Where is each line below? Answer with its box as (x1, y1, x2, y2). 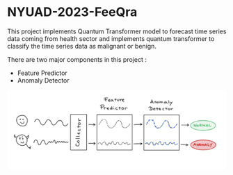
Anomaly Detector (17, 76, 70, 84)
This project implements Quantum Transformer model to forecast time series (7, 27, 227, 35)
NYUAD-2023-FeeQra (7, 4, 138, 20)
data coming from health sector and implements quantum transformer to (7, 34, 215, 42)
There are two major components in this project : (7, 55, 147, 63)
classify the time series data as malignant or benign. (7, 42, 156, 50)
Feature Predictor (17, 69, 67, 77)
